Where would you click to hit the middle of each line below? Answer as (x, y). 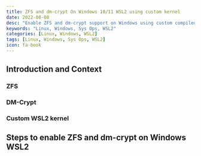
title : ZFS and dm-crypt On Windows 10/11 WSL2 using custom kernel (93, 12)
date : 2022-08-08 (28, 17)
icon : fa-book (24, 45)
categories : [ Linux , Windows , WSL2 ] (52, 34)
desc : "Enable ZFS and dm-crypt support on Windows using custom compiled (101, 23)
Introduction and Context (54, 69)
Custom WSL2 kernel (38, 118)
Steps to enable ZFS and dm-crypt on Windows (96, 138)
